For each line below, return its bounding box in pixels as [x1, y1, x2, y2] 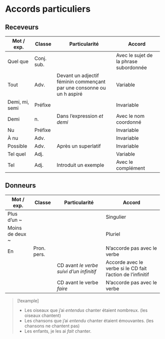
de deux [7, 231, 27, 237]
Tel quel [7, 151, 26, 157]
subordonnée [116, 64, 147, 71]
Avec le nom [116, 113, 145, 119]
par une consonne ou [56, 84, 106, 91]
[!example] [17, 298, 39, 304]
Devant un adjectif [56, 72, 99, 79]
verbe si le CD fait [105, 265, 147, 272]
